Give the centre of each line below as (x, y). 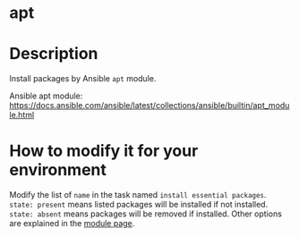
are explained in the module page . (72, 224)
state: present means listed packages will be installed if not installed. (139, 205)
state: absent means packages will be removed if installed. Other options (145, 214)
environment (58, 170)
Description (54, 54)
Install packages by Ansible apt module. (83, 79)
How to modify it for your (104, 151)
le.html (22, 115)
